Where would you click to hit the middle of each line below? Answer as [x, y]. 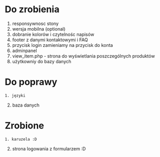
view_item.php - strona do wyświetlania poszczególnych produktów [83, 56]
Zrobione [24, 126]
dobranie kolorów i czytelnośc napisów [53, 34]
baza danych [26, 105]
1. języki [15, 95]
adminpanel [24, 50]
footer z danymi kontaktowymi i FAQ [50, 40]
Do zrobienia [32, 9]
